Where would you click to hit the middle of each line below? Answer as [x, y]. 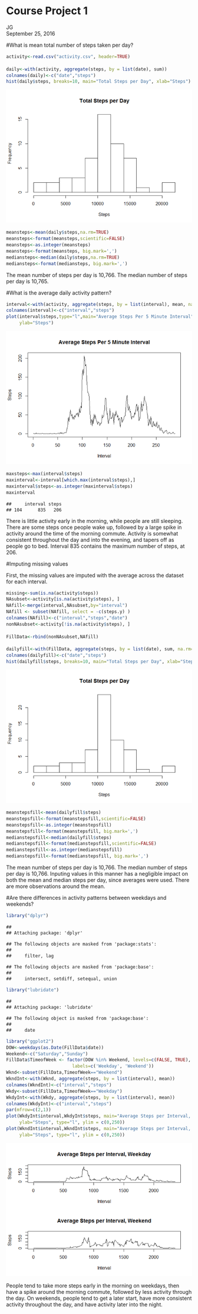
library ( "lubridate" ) [33, 990]
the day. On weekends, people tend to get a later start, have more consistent [99, 1298]
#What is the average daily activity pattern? [59, 293]
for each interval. [27, 582]
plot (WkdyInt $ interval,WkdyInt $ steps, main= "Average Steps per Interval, [99, 1116]
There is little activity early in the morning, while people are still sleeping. [95, 521]
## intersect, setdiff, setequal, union [62, 979]
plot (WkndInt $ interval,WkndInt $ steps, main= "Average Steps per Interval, [99, 1129]
